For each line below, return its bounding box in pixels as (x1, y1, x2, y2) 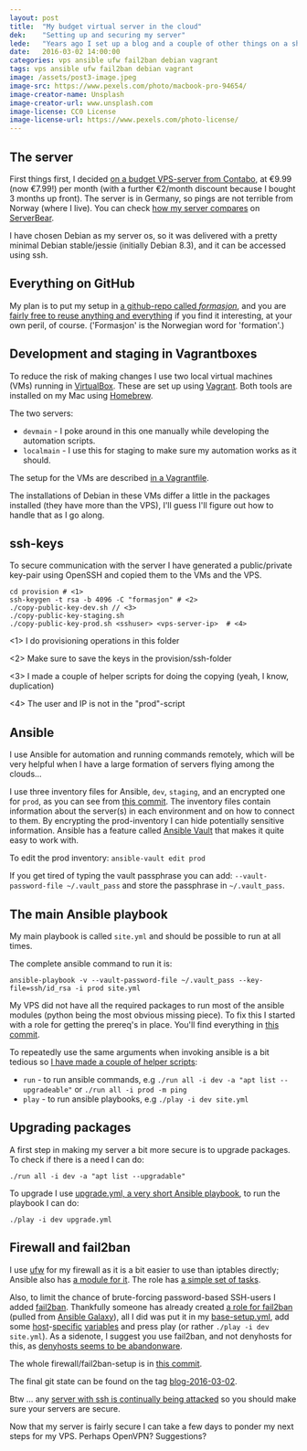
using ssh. (9, 249, 48, 261)
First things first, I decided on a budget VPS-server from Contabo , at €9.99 (9, 173, 292, 184)
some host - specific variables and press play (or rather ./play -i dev (9, 1320, 270, 1331)
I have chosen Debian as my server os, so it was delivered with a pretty (9, 229, 278, 240)
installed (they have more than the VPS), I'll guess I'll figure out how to (9, 499, 274, 510)
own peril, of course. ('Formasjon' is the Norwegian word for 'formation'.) (9, 319, 285, 330)
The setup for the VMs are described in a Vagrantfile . (9, 472, 210, 483)
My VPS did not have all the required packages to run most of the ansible (9, 1000, 285, 1010)
